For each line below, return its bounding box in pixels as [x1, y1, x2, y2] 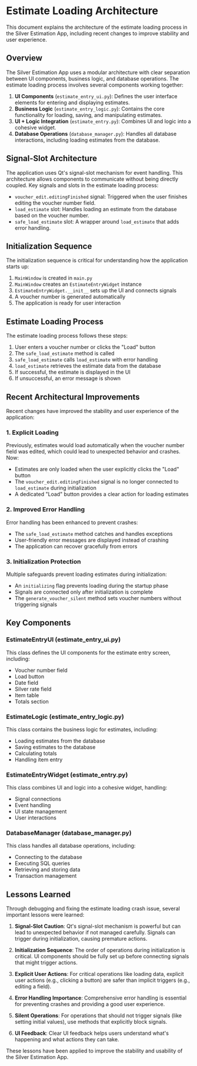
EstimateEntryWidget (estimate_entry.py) [6, 771, 128, 779]
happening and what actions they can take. [14, 1036, 119, 1043]
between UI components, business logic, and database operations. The [6, 75, 179, 82]
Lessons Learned [6, 890, 71, 900]
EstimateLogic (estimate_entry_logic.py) [6, 712, 125, 721]
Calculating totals [14, 749, 57, 757]
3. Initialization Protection [6, 557, 81, 565]
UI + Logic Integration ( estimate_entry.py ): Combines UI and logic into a [14, 118, 191, 125]
